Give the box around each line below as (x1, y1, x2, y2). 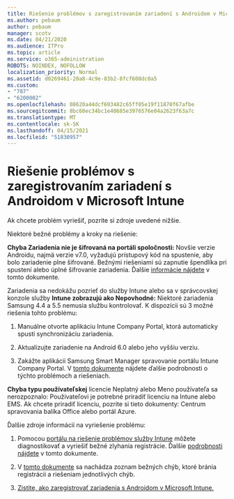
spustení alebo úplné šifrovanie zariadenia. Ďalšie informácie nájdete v (7, 266, 210, 274)
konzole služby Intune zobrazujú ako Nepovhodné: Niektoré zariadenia (7, 294, 214, 302)
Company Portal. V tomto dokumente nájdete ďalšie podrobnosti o (17, 364, 208, 373)
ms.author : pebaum (7, 17, 61, 24)
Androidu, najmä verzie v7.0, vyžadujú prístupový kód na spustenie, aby (7, 251, 214, 259)
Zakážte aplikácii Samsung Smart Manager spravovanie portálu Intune (17, 357, 219, 365)
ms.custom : (7, 82, 39, 89)
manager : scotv (7, 29, 52, 37)
